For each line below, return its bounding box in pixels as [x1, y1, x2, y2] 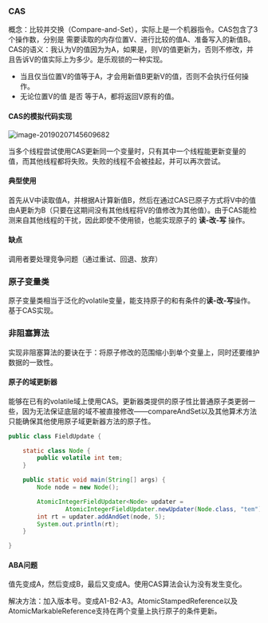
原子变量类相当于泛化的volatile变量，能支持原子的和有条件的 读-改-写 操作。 [8, 296, 255, 305]
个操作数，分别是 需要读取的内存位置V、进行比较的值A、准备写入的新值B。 [8, 34, 255, 45]
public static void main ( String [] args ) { [22, 476, 166, 484]
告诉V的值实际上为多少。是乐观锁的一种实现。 [14, 54, 167, 65]
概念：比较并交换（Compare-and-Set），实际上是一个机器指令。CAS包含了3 [8, 25, 258, 34]
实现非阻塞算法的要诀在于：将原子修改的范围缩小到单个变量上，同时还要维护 [8, 347, 260, 357]
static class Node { [22, 446, 91, 454]
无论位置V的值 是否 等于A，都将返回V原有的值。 [19, 92, 179, 101]
